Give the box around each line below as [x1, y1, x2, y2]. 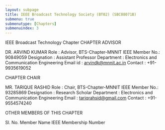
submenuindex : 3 [5, 26, 39, 31]
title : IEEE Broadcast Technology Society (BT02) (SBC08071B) [5, 12, 137, 17]
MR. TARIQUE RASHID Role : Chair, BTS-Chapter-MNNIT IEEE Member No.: [5, 84, 159, 90]
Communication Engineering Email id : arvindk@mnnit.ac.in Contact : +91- [5, 60, 157, 66]
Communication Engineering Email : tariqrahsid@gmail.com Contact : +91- [5, 95, 158, 101]
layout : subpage [5, 7, 39, 12]
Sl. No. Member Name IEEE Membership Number [5, 120, 105, 126]
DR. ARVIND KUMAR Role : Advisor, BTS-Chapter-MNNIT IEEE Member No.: [5, 49, 160, 55]
